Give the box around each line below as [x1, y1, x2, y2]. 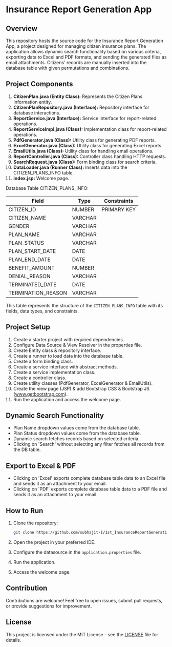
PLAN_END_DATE [8, 256, 51, 263]
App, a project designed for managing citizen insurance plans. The [6, 43, 146, 49]
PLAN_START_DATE [8, 247, 56, 254]
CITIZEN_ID [8, 206, 36, 213]
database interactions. [13, 109, 61, 116]
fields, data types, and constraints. [6, 308, 79, 314]
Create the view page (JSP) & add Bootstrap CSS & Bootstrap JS [13, 385, 150, 391]
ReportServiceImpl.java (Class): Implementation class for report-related [13, 126, 167, 132]
